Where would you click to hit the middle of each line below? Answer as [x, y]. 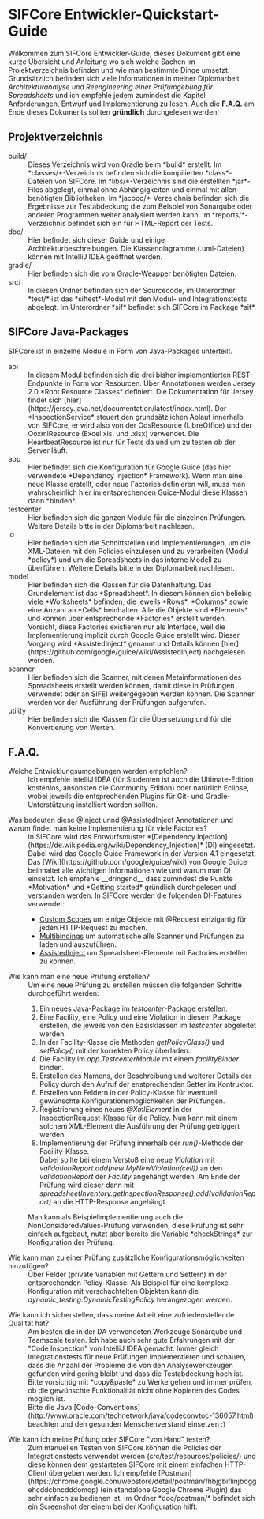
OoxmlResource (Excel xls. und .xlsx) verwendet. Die [113, 433]
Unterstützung [51, 805]
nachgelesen [225, 652]
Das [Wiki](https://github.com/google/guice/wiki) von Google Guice [138, 862]
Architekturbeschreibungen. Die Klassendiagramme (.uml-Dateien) [136, 248]
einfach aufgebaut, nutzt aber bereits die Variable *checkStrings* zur [140, 1234]
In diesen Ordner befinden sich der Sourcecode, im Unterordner [132, 290]
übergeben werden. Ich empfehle [102, 1473]
